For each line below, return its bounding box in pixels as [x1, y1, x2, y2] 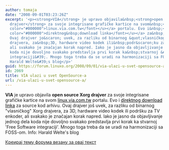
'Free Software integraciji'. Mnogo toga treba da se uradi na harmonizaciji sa [5, 124, 163, 130]
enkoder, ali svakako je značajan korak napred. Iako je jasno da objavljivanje [5, 113, 162, 119]
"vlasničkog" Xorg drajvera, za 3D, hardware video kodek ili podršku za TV [5, 108, 160, 114]
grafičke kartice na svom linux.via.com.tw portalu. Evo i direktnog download [5, 97, 162, 103]
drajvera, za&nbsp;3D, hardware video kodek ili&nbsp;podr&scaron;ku [10, 40, 158, 45]
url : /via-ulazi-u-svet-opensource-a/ [5, 78, 87, 83]
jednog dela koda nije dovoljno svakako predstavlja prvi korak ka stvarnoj [5, 118, 157, 124]
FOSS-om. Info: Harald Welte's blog [5, 129, 79, 135]
